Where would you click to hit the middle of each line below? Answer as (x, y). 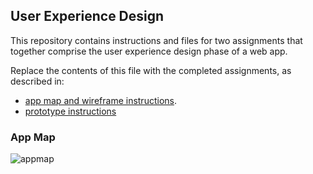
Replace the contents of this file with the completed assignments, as (151, 70)
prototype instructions (70, 111)
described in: (37, 81)
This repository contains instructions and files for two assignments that (156, 40)
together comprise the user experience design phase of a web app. (149, 51)
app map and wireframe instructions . (100, 100)
